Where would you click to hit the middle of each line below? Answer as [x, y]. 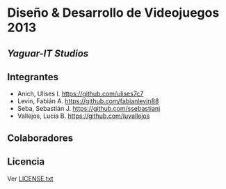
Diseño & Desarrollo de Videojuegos [113, 13]
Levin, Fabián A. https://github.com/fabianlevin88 [88, 101]
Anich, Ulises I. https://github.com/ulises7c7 [80, 94]
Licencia [26, 162]
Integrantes [33, 77]
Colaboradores [40, 138]
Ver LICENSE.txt [30, 179]
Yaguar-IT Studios [48, 53]
